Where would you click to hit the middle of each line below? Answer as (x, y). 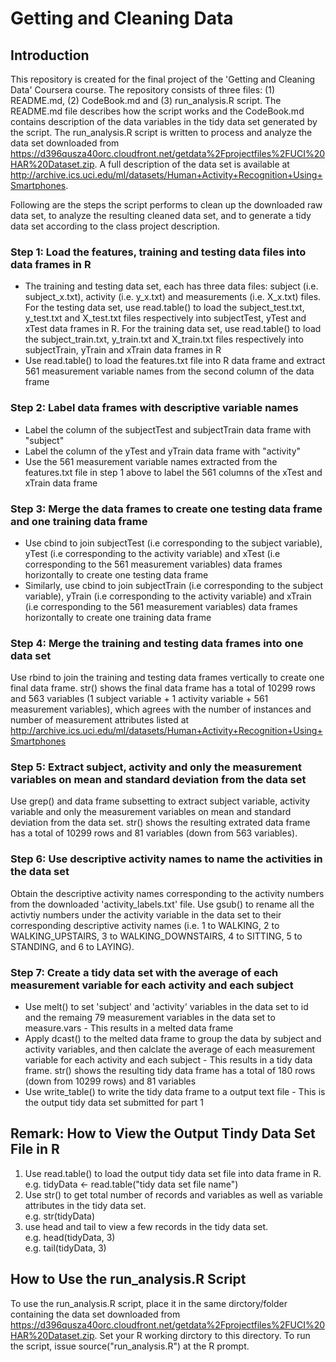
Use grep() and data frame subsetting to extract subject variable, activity (160, 801)
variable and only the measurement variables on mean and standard (151, 812)
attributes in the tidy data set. (85, 1205)
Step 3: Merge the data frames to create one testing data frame (166, 509)
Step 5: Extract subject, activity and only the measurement (156, 767)
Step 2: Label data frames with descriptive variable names (154, 408)
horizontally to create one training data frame (118, 617)
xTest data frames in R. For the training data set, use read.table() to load (173, 329)
